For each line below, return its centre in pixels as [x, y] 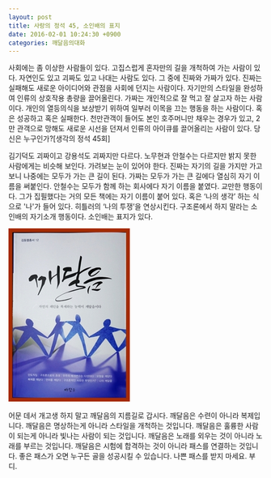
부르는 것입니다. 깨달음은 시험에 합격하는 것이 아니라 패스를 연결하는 [130, 446]
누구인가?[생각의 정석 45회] [67, 139]
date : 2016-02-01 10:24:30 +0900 [65, 34]
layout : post [30, 17]
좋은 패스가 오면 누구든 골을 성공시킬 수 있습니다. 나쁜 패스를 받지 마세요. [133, 456]
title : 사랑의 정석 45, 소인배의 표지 [64, 26]
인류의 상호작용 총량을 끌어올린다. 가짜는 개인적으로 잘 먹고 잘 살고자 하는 [132, 98]
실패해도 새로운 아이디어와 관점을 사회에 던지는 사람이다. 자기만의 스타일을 [125, 88]
